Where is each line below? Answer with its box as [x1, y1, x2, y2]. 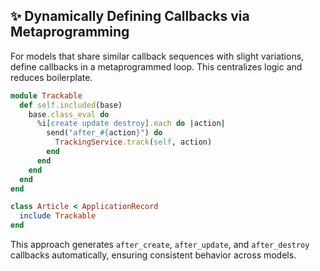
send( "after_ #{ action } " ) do [46, 128, 163, 138]
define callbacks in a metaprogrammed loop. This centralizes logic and [10, 60, 303, 73]
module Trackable [10, 90, 83, 101]
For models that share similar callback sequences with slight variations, [10, 50, 305, 62]
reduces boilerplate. [10, 71, 93, 83]
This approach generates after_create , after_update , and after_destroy [10, 239, 310, 251]
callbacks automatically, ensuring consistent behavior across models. [10, 249, 297, 261]
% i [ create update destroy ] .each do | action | [36, 119, 226, 129]
